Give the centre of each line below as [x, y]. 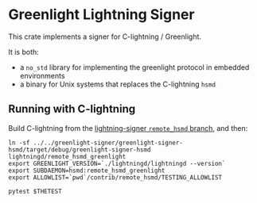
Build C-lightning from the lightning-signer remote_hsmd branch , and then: [128, 128]
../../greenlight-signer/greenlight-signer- [108, 143]
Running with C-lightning [72, 109]
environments [42, 75]
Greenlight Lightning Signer [101, 15]
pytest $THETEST [35, 191]
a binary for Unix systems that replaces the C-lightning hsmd [118, 84]
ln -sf [19, 143]
